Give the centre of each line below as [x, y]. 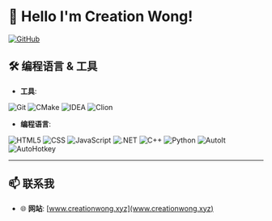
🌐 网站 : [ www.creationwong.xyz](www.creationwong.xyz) [117, 208]
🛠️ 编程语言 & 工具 [53, 67]
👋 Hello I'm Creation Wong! [101, 17]
